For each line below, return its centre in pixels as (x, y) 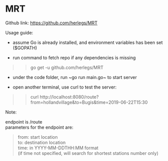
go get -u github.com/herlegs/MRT (67, 67)
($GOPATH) (25, 48)
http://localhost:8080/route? (69, 97)
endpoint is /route (24, 122)
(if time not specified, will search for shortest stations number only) (88, 153)
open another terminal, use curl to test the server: (64, 87)
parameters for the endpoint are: (39, 127)
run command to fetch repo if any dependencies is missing (74, 57)
